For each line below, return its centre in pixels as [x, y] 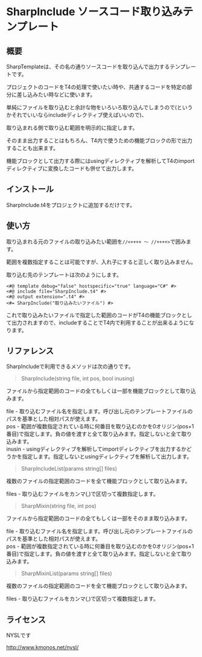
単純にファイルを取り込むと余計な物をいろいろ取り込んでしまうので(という [99, 107]
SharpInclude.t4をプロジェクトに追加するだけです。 [71, 205]
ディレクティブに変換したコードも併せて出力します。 [72, 168]
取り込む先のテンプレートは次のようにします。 [64, 275]
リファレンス [30, 351]
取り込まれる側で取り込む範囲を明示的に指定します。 [72, 128]
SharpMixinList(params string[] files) [67, 574]
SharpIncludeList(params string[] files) [69, 469]
